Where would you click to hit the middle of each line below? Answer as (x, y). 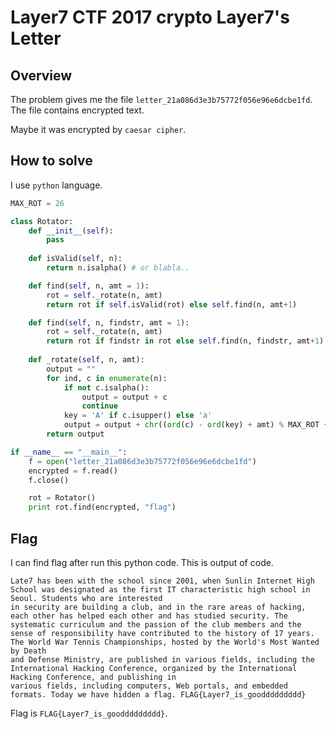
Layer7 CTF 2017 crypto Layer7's (150, 17)
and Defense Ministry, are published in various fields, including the (162, 660)
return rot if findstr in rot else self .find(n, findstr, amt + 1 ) (185, 341)
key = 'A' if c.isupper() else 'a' (138, 416)
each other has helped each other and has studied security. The (149, 616)
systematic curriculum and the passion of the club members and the (156, 625)
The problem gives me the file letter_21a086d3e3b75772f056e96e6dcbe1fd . (161, 99)
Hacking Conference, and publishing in (93, 677)
